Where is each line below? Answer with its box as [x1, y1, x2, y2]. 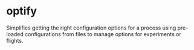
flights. [6, 37, 24, 44]
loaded [6, 30, 24, 37]
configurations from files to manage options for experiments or [25, 30, 181, 37]
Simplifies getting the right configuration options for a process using [6, 24, 176, 31]
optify [6, 4, 37, 18]
